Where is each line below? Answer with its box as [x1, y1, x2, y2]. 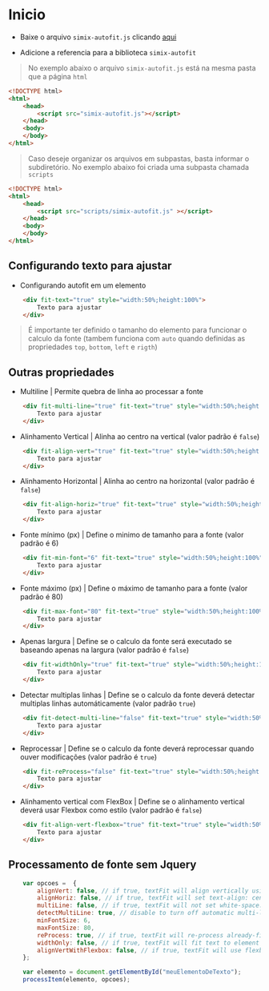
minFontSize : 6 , [37, 916, 91, 925]
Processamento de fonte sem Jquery [8, 858, 197, 872]
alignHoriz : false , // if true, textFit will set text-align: [37, 894, 249, 902]
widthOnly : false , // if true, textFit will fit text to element [37, 939, 260, 947]
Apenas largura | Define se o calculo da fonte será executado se [19, 637, 232, 647]
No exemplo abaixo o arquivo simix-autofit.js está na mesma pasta [27, 62, 256, 73]
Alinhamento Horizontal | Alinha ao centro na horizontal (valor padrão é [19, 477, 255, 486]
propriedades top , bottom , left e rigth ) [27, 342, 158, 352]
